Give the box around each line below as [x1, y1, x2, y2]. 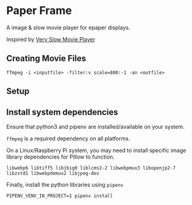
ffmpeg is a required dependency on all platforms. [6, 135, 130, 142]
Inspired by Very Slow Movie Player [6, 35, 96, 43]
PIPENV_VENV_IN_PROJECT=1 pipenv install [6, 193, 113, 199]
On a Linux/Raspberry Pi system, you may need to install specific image [6, 146, 187, 154]
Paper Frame [6, 4, 72, 18]
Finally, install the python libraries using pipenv [6, 181, 124, 188]
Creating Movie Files [6, 53, 87, 64]
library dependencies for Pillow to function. [6, 153, 115, 160]
